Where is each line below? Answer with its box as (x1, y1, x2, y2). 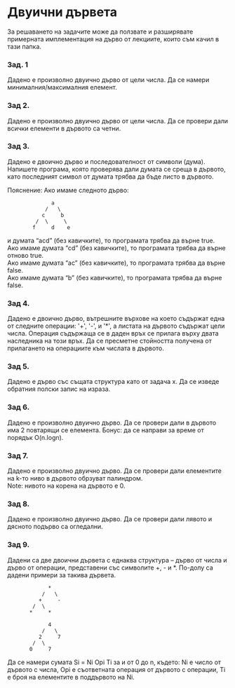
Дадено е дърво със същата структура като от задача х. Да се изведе (7, 378, 220, 386)
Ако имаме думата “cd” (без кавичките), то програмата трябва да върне (7, 243, 226, 252)
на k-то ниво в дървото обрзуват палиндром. (7, 474, 143, 483)
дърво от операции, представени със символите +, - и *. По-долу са (7, 563, 214, 572)
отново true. (7, 251, 44, 259)
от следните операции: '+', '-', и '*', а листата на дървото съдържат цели (7, 322, 225, 330)
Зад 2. (7, 101, 30, 111)
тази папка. (7, 42, 42, 50)
